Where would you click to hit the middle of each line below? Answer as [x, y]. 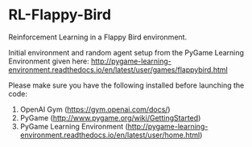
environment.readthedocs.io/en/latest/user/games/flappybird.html [118, 69]
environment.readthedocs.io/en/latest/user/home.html [110, 135]
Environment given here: [49, 61]
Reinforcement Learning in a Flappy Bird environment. [98, 37]
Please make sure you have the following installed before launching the [126, 85]
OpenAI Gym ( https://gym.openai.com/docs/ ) [95, 109]
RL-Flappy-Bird [60, 15]
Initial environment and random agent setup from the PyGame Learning [126, 52]
